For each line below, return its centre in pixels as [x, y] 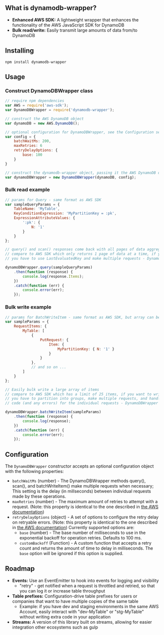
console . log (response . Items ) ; [53, 276]
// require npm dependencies [35, 101]
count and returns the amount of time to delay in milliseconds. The [86, 548]
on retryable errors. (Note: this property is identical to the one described [85, 522]
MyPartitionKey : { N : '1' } [86, 349]
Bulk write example [28, 307]
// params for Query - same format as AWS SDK [53, 200]
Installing [20, 51]
